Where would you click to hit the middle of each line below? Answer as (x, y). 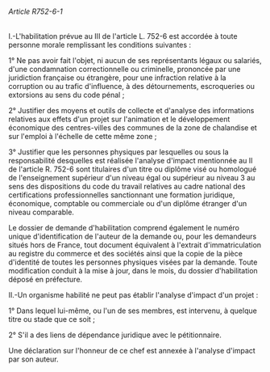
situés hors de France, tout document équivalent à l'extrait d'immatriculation (135, 245)
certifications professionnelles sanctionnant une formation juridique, (122, 195)
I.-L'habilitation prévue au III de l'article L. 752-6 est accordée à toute (123, 36)
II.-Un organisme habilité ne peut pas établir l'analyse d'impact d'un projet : (133, 295)
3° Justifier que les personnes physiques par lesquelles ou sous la (118, 152)
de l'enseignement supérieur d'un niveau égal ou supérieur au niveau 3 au (132, 178)
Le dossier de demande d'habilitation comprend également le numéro (124, 228)
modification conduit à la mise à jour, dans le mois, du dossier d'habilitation (133, 271)
